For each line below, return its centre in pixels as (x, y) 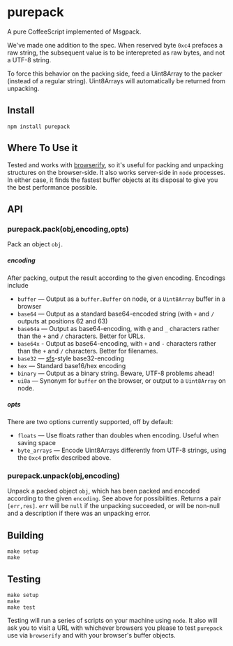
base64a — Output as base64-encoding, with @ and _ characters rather (118, 329)
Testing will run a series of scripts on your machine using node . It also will (112, 621)
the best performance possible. (52, 187)
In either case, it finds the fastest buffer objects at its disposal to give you (113, 180)
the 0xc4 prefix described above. (64, 458)
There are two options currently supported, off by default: (90, 422)
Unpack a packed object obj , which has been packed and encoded (104, 491)
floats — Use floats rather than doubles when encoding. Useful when (118, 435)
